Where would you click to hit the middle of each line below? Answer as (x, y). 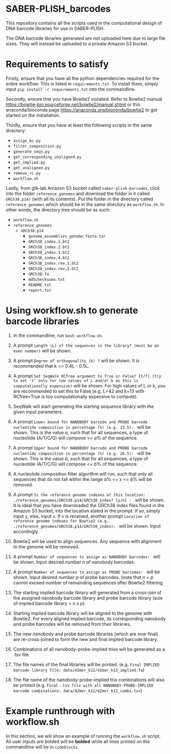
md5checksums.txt (46, 280)
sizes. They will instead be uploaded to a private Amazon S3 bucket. (77, 43)
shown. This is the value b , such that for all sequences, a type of (81, 458)
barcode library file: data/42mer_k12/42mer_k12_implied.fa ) (79, 669)
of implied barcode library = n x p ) (49, 603)
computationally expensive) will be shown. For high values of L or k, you (89, 385)
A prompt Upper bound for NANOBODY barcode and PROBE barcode (80, 448)
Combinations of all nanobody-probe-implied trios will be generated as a (89, 649)
